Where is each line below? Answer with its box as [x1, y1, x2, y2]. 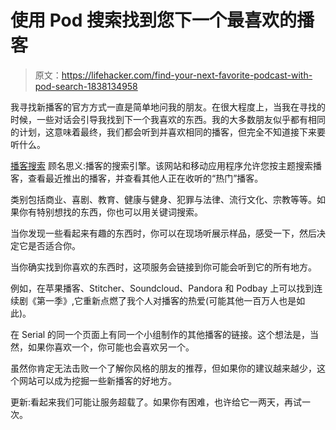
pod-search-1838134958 [34, 80, 138, 92]
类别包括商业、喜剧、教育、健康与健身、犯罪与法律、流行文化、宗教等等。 [10, 193, 317, 205]
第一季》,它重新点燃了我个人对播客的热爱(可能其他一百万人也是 [36, 294, 297, 306]
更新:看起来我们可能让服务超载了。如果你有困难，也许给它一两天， [10, 396, 285, 408]
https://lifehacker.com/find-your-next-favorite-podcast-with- [61, 69, 313, 81]
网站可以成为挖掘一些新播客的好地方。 [18, 374, 177, 386]
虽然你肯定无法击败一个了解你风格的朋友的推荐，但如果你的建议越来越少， [10, 362, 317, 374]
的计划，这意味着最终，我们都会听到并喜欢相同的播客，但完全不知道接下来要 [10, 126, 326, 138]
